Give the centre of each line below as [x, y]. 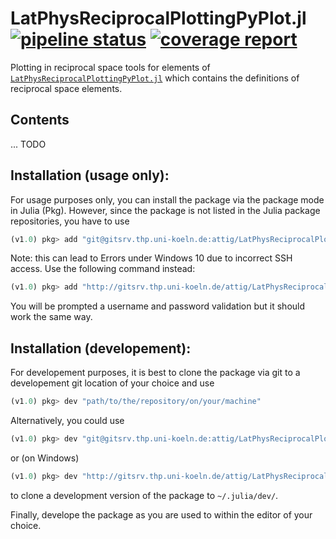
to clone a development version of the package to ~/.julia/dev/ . [144, 495]
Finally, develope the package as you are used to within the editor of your [161, 514]
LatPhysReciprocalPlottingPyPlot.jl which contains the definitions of [155, 78]
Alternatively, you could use [67, 420]
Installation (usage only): [90, 175]
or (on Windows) [45, 458]
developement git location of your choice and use [112, 383]
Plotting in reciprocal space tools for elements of [110, 67]
